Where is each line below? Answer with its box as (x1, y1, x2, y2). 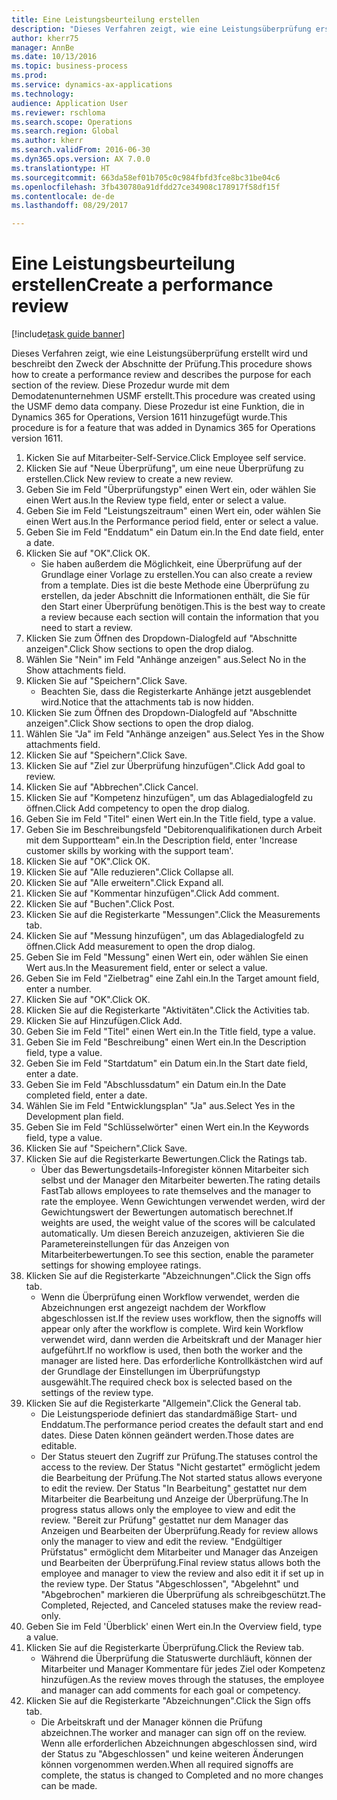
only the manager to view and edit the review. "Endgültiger (40, 1536, 283, 1548)
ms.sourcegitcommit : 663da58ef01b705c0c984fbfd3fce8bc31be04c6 (11, 172, 281, 183)
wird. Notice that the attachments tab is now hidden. (40, 696, 254, 708)
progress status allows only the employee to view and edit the (40, 1504, 296, 1516)
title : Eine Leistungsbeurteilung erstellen (11, 14, 200, 25)
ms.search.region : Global (11, 126, 119, 136)
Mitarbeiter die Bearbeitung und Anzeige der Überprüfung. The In (40, 1493, 309, 1505)
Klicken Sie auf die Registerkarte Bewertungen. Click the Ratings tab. (25, 1153, 308, 1165)
